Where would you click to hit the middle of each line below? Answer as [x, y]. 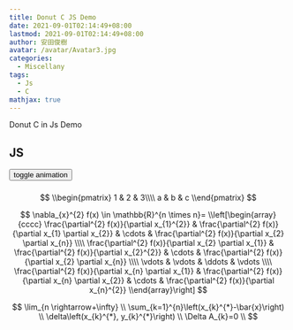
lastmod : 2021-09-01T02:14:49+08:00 [76, 34]
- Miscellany [41, 67]
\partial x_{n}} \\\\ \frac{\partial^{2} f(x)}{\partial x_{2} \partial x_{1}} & [148, 243]
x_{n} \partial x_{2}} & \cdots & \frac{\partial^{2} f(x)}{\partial [164, 280]
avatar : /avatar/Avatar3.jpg [63, 50]
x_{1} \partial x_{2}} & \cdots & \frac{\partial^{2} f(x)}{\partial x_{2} [164, 234]
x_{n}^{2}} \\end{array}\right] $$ [148, 290]
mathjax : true [35, 100]
